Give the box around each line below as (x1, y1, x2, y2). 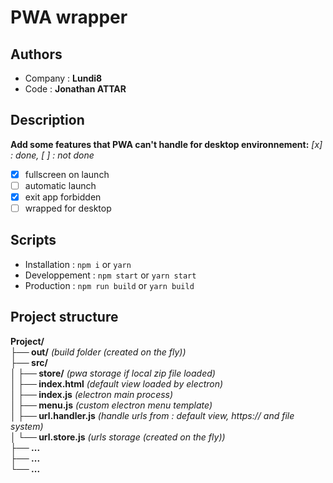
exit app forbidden (24, 191, 102, 203)
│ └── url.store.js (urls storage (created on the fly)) (10, 431, 226, 443)
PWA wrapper (10, 6, 128, 29)
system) (10, 420, 44, 432)
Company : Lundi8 (24, 72, 103, 84)
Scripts (10, 232, 57, 249)
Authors (10, 46, 63, 63)
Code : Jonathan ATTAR (24, 83, 127, 95)
